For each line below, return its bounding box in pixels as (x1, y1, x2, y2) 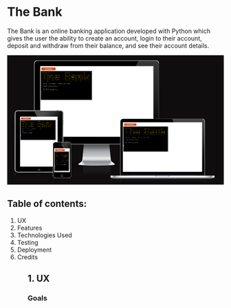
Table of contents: (7, 198, 87, 210)
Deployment (16, 245, 52, 254)
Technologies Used (16, 231, 72, 239)
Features (16, 223, 43, 232)
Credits (16, 252, 38, 261)
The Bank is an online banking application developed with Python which (7, 27, 211, 35)
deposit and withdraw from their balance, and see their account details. (7, 41, 210, 49)
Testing (16, 238, 39, 246)
